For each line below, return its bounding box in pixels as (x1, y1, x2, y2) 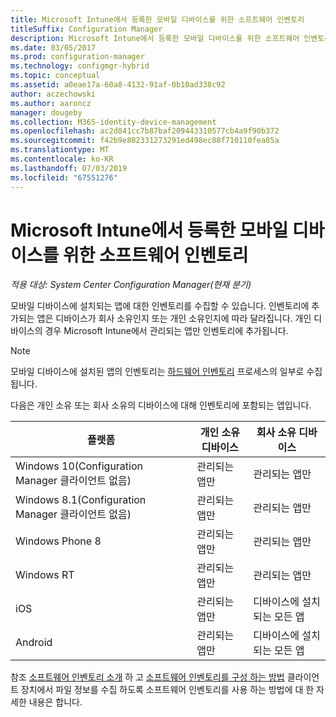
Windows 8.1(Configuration (15, 493, 147, 507)
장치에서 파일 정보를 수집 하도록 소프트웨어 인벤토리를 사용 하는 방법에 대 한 (20, 684, 315, 696)
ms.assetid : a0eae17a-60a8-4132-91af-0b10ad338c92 (10, 80, 226, 90)
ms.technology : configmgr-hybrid (10, 61, 150, 71)
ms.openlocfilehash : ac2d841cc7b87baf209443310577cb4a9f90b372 (10, 126, 280, 136)
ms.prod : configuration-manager (10, 52, 145, 62)
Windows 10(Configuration (15, 459, 143, 473)
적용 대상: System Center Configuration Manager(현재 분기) (10, 279, 252, 291)
